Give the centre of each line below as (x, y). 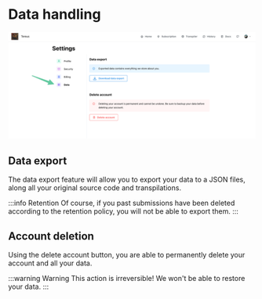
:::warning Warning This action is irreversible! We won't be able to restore (127, 279)
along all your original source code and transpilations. (95, 188)
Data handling (55, 14)
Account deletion (51, 236)
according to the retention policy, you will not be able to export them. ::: (124, 211)
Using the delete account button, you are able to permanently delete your (127, 255)
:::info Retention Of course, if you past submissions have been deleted (122, 203)
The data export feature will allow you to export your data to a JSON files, (127, 180)
